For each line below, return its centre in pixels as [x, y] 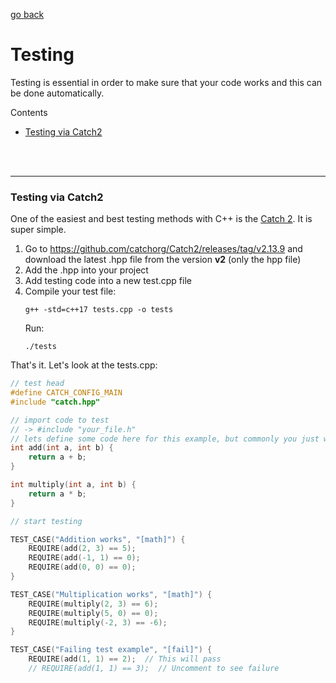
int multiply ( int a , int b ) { [73, 485]
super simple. [38, 230]
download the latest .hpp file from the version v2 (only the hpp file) [163, 260]
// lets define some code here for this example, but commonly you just [165, 439]
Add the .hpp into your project [86, 270]
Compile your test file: [70, 291]
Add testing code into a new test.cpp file [108, 281]
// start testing [46, 521]
